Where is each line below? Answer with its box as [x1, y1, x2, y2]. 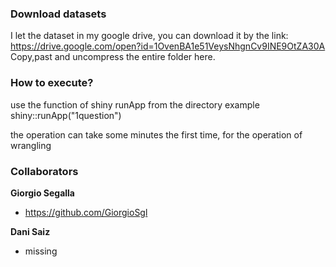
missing [24, 245, 58, 257]
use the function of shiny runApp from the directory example [10, 98, 260, 111]
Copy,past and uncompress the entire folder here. [10, 51, 216, 63]
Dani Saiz [10, 225, 51, 237]
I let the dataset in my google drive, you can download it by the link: [10, 30, 289, 42]
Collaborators [10, 164, 79, 178]
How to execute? [10, 76, 94, 90]
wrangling [10, 139, 52, 151]
